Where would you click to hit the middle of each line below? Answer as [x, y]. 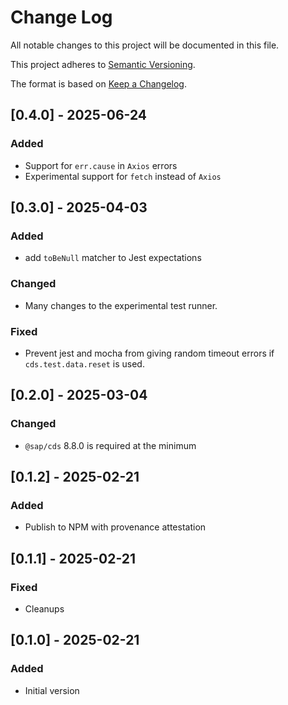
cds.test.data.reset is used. [84, 363]
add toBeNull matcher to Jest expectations [113, 258]
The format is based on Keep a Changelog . [98, 83]
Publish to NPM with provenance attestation [115, 527]
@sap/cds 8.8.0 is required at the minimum [110, 445]
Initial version [52, 690]
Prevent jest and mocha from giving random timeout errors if [149, 353]
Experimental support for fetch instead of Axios [123, 176]
